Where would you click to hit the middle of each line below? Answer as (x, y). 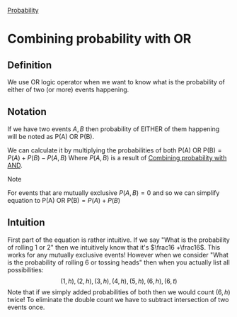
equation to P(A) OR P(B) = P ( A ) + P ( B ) (64, 200)
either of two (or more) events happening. (68, 89)
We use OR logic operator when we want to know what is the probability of (116, 82)
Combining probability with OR (99, 39)
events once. (26, 307)
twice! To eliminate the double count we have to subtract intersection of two (118, 299)
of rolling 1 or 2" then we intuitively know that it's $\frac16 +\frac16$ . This (114, 247)
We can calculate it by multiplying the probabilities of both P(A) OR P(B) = (115, 150)
